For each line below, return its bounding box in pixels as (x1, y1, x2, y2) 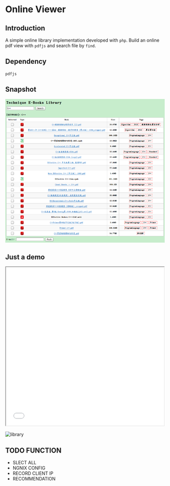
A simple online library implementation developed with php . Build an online (5, 37, 159, 43)
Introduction (5, 24, 46, 32)
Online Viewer (5, 4, 66, 15)
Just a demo (5, 253, 45, 261)
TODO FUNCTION (5, 446, 62, 455)
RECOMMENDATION (12, 476, 56, 482)
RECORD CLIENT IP (12, 470, 54, 476)
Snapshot (5, 85, 36, 94)
